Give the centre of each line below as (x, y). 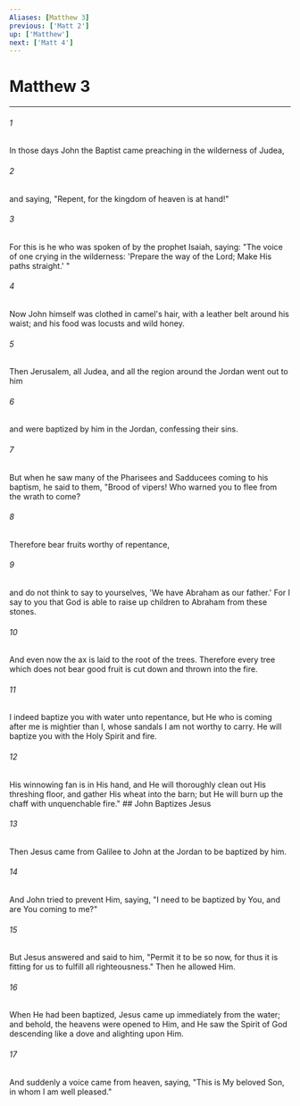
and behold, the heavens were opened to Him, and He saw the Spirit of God (148, 1025)
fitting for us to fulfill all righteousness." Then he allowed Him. (123, 967)
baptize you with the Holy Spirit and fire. (83, 736)
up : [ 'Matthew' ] (39, 34)
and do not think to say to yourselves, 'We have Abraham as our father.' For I (150, 593)
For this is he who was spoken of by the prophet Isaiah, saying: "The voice (146, 247)
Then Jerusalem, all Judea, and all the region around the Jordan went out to (149, 372)
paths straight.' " (40, 265)
